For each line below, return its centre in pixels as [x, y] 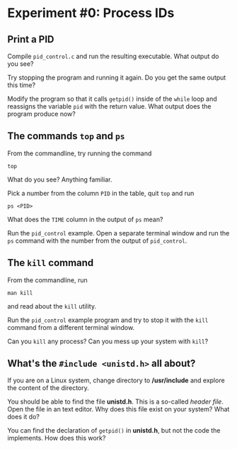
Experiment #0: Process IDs [91, 13]
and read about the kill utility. [52, 306]
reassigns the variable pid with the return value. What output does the [109, 106]
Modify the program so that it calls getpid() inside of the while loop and [112, 99]
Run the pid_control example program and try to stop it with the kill [108, 320]
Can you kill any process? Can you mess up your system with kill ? [108, 341]
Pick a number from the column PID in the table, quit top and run [101, 193]
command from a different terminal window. [71, 327]
